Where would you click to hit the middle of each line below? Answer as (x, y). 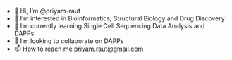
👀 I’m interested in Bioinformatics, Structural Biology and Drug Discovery (120, 18)
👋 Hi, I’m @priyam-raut (47, 11)
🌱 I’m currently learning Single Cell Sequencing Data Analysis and (109, 26)
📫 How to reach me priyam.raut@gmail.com (79, 49)
